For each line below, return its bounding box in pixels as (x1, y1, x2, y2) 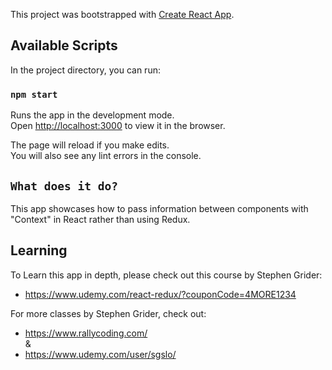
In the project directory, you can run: (10, 64, 161, 76)
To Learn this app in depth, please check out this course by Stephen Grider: (10, 269, 323, 281)
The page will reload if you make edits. (10, 139, 170, 151)
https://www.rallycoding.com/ (24, 327, 148, 339)
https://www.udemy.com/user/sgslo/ (24, 348, 177, 360)
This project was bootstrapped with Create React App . (10, 9, 235, 20)
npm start (10, 89, 58, 100)
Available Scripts (10, 37, 118, 54)
